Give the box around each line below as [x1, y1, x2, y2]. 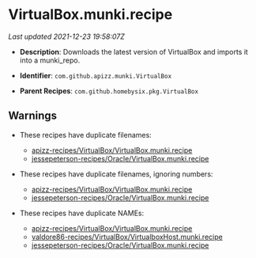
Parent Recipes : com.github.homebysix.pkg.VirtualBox [19, 85, 199, 96]
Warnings [8, 109, 58, 123]
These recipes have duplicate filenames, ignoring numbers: [19, 169, 213, 179]
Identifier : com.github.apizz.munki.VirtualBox [19, 70, 172, 80]
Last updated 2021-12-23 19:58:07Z [8, 32, 125, 41]
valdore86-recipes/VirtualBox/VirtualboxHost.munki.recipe [31, 232, 223, 241]
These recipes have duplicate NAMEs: [19, 208, 145, 218]
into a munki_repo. [19, 55, 81, 65]
